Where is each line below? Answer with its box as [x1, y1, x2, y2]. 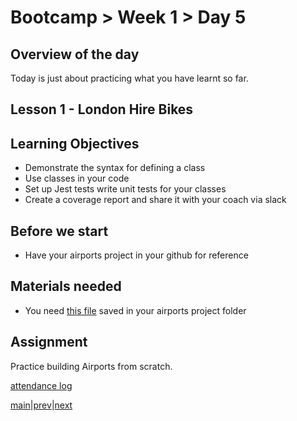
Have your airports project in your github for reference [24, 249, 249, 261]
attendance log [10, 379, 73, 391]
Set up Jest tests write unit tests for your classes [24, 183, 227, 195]
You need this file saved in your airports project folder [24, 304, 247, 316]
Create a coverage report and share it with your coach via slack [24, 194, 287, 206]
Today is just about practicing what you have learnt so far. [10, 72, 249, 84]
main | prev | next [10, 399, 73, 411]
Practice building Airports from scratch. [10, 360, 173, 372]
